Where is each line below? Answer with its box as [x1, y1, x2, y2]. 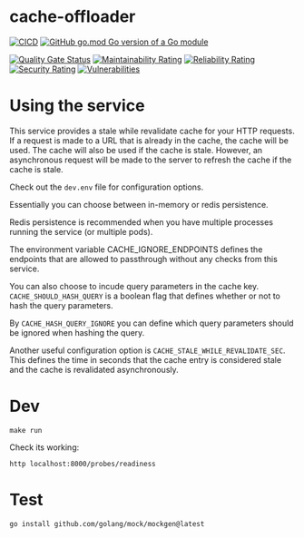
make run [9, 426, 43, 435]
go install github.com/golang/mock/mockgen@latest [9, 519, 205, 528]
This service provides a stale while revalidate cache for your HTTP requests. [9, 125, 295, 136]
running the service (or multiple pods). [9, 226, 153, 237]
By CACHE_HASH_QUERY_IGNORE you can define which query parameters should [9, 318, 294, 328]
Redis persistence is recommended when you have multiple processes [9, 216, 274, 228]
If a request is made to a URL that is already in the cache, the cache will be [9, 134, 289, 146]
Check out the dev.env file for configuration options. [9, 181, 204, 192]
